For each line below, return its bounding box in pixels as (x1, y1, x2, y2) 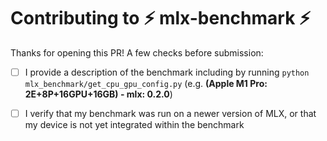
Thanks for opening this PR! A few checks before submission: (10, 46, 264, 59)
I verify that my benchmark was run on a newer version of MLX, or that (24, 108, 317, 119)
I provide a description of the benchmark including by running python (24, 66, 310, 78)
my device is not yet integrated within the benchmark (24, 119, 245, 131)
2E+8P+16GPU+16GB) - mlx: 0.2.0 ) (24, 88, 173, 100)
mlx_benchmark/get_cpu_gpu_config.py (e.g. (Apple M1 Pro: (24, 78, 268, 89)
